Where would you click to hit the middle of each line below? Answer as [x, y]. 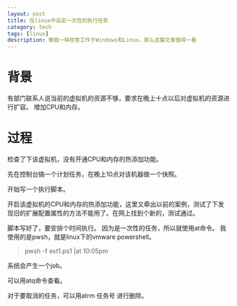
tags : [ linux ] [28, 34]
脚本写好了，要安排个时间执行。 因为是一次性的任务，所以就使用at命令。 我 [117, 228]
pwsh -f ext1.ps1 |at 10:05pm [66, 251]
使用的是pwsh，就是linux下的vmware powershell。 [81, 237]
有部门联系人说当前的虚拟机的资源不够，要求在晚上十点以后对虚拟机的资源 [115, 98]
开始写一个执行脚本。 [38, 189]
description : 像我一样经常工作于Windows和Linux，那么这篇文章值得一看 [102, 40]
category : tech [30, 27]
